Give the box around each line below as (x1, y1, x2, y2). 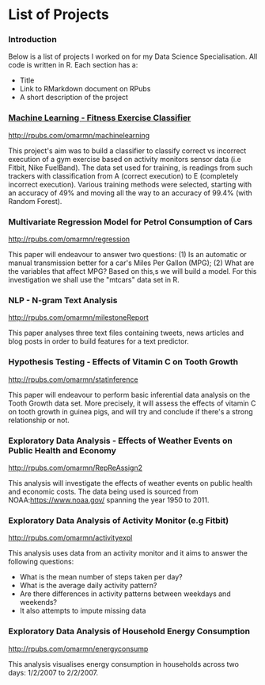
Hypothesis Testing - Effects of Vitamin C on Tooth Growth (8, 356, 239, 368)
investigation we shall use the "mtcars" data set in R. (8, 275, 180, 285)
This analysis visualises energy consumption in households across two (8, 659, 240, 668)
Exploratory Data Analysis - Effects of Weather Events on (8, 435, 233, 446)
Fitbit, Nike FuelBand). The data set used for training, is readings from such (8, 163, 253, 172)
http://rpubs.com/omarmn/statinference (8, 375, 138, 384)
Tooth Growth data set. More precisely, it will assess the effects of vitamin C (8, 398, 256, 408)
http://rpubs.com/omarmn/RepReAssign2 (8, 463, 143, 472)
